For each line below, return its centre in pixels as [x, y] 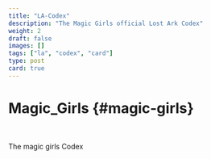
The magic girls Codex [46, 146]
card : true [27, 69]
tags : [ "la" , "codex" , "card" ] [61, 53]
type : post [27, 61]
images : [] [27, 46]
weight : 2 [25, 31]
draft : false [30, 38]
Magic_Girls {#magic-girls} [101, 108]
